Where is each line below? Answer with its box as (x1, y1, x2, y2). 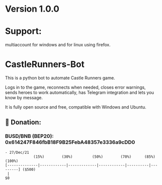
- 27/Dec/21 (5, 150, 29, 155)
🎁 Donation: (5, 118, 41, 127)
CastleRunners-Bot (5, 59, 85, 70)
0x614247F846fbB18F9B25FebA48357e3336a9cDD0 (5, 139, 135, 146)
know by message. (5, 95, 43, 101)
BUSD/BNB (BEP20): (5, 133, 54, 140)
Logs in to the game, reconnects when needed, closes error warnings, (5, 84, 146, 91)
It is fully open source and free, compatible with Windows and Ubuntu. (5, 104, 146, 110)
